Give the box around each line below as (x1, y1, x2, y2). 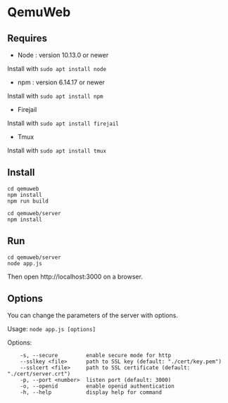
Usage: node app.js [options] (7, 325, 96, 333)
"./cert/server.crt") (7, 371, 71, 378)
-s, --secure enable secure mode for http (20, 352, 172, 359)
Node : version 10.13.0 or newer (17, 51, 109, 59)
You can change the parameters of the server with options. (7, 311, 178, 320)
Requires (7, 32, 48, 44)
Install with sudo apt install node (7, 65, 107, 72)
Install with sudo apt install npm (7, 92, 103, 100)
